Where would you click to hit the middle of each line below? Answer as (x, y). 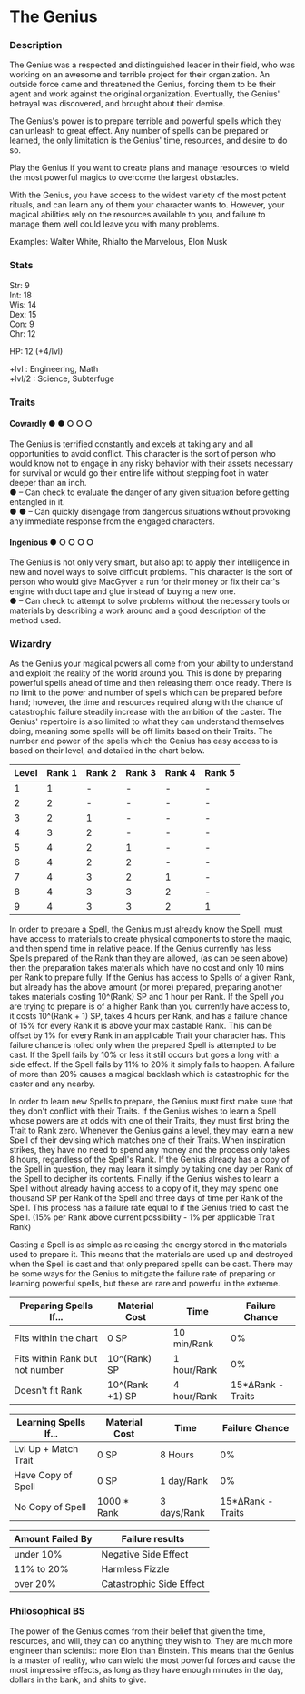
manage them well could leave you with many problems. (114, 224)
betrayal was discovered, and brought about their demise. (118, 104)
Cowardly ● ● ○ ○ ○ (51, 424)
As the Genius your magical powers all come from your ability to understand (152, 664)
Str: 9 (20, 285)
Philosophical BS (47, 1611)
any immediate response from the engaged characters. (112, 521)
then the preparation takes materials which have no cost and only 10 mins (147, 968)
